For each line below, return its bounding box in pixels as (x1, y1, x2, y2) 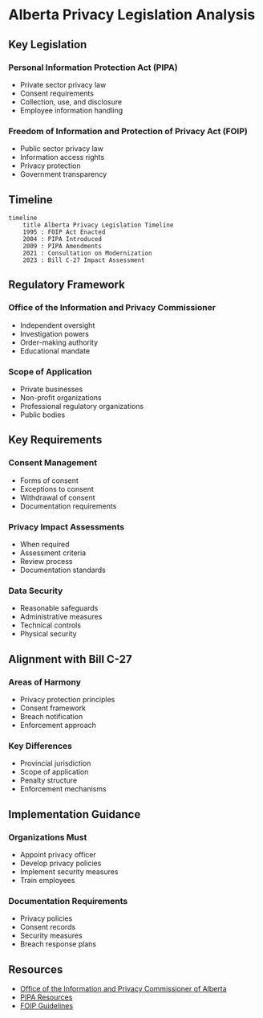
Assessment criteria (19, 548, 87, 558)
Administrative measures (19, 612, 103, 622)
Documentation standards (19, 565, 106, 574)
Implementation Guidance (8, 807, 141, 821)
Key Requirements (8, 433, 103, 447)
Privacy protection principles (19, 694, 115, 704)
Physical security (19, 629, 78, 639)
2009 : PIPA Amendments (22, 242, 103, 250)
